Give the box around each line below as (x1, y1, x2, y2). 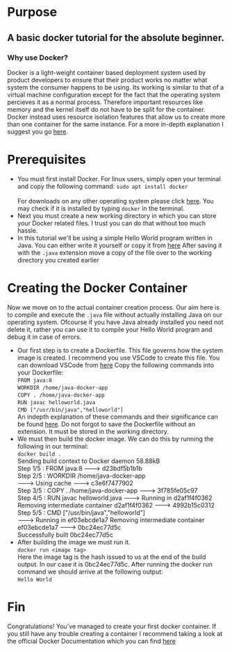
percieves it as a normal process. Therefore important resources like (7, 98, 204, 106)
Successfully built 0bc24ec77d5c (17, 530, 113, 539)
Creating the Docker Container (7, 281, 188, 296)
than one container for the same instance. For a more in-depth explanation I (7, 119, 224, 128)
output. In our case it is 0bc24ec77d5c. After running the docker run (17, 560, 213, 568)
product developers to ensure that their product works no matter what (7, 76, 208, 84)
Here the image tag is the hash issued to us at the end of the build (17, 553, 206, 561)
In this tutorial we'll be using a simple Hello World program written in (17, 233, 213, 242)
